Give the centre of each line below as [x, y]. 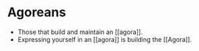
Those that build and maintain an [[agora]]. [80, 32]
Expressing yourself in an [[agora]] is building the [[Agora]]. [105, 39]
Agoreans [37, 12]
